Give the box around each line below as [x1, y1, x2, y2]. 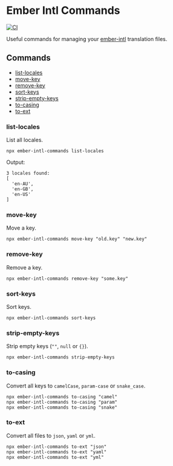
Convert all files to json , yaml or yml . [6, 432, 96, 439]
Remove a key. [6, 264, 43, 271]
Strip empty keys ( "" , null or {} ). [6, 343, 89, 350]
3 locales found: [6, 170, 50, 176]
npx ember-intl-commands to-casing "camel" [6, 393, 118, 400]
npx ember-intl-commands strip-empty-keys [6, 354, 115, 360]
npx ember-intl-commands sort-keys [6, 315, 96, 321]
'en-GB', [11, 186, 34, 192]
